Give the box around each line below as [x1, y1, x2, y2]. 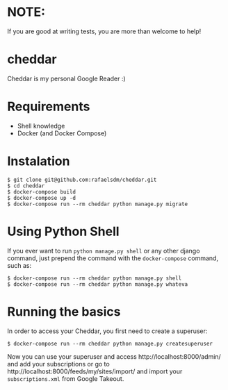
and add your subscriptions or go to [7, 359, 110, 368]
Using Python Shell [7, 223, 120, 239]
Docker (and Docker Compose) [17, 129, 107, 137]
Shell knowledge [17, 121, 65, 130]
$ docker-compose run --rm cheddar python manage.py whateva [7, 280, 188, 288]
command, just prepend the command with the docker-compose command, [7, 254, 219, 262]
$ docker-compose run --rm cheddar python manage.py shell [7, 275, 182, 282]
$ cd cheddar [7, 182, 45, 189]
